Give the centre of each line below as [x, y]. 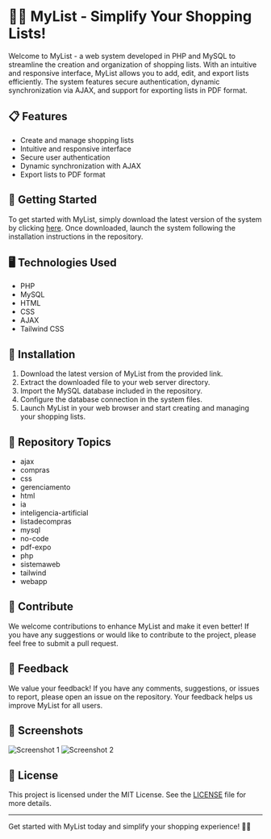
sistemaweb [40, 564]
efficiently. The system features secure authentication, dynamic [114, 81]
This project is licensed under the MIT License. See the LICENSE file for [127, 795]
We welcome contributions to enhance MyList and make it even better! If [129, 626]
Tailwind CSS [42, 329]
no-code [35, 538]
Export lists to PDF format [63, 174]
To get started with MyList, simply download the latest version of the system [135, 219]
